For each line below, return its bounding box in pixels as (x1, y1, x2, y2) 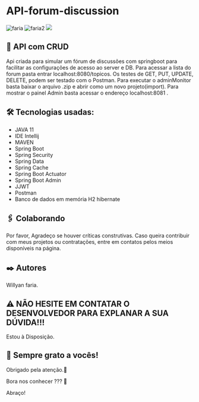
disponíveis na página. (6, 245, 61, 252)
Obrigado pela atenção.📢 (6, 366, 67, 373)
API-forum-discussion (6, 4, 119, 18)
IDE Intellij (14, 132, 40, 139)
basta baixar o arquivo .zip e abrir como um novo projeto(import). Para (6, 83, 179, 90)
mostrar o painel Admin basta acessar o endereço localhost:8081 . (6, 89, 169, 96)
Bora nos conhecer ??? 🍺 (6, 378, 67, 385)
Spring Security (14, 151, 53, 158)
